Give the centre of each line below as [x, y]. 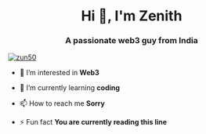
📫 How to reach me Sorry [62, 103]
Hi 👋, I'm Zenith [132, 16]
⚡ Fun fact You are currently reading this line [93, 122]
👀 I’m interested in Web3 [59, 73]
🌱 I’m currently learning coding [69, 88]
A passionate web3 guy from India [132, 41]
